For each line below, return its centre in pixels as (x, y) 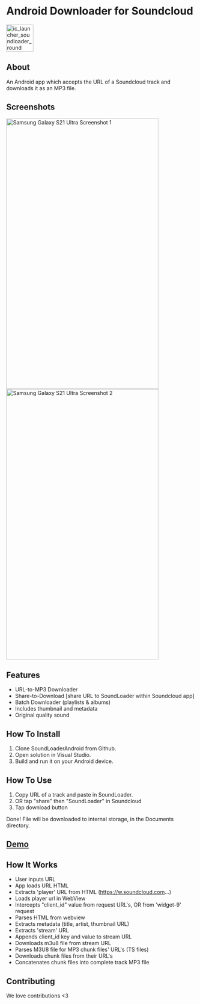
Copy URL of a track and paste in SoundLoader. (74, 794)
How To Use (29, 780)
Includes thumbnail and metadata (56, 709)
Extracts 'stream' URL (42, 931)
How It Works (32, 865)
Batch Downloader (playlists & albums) (63, 702)
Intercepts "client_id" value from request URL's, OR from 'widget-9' (98, 905)
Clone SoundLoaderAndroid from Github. (65, 748)
